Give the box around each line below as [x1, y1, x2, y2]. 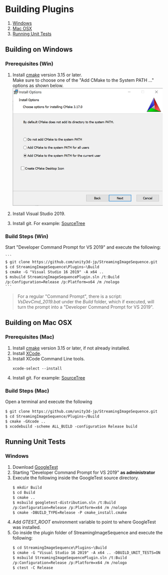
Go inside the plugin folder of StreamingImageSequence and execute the [12, 529, 163, 535]
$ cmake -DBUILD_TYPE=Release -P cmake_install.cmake [12, 510, 127, 515]
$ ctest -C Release [12, 565, 53, 570]
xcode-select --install [12, 366, 62, 371]
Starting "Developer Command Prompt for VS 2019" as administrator [12, 469, 155, 475]
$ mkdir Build [12, 485, 42, 490]
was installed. [12, 524, 41, 530]
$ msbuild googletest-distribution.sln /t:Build [12, 500, 116, 505]
